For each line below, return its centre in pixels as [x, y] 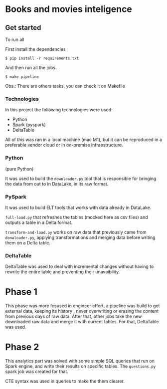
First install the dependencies [35, 49]
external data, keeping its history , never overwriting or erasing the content [82, 311]
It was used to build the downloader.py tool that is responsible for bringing [81, 179]
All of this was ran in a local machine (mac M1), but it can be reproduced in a [84, 140]
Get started [23, 28]
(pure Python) [19, 169]
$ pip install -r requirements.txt [42, 58]
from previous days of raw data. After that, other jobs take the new [74, 316]
